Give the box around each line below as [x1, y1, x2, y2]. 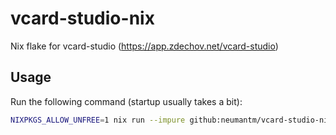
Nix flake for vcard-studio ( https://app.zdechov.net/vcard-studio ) [10, 40, 279, 52]
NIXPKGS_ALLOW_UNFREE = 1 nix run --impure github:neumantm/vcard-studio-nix [10, 115, 333, 125]
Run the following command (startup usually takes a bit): [10, 95, 243, 107]
